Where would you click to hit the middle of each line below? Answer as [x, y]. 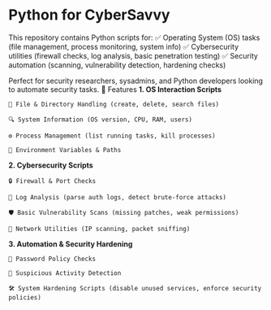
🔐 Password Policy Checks [52, 259]
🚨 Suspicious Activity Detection [65, 273]
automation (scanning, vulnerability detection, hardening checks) [117, 65]
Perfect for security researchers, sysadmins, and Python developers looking [136, 81]
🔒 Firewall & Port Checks [52, 181]
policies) [25, 297]
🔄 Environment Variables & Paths [65, 150]
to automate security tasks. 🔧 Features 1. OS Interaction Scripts [115, 89]
